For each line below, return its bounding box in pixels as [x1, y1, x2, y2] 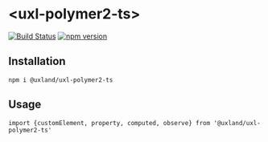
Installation [8, 55, 66, 68]
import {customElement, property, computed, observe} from [8, 119, 211, 127]
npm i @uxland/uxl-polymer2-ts [8, 75, 113, 84]
